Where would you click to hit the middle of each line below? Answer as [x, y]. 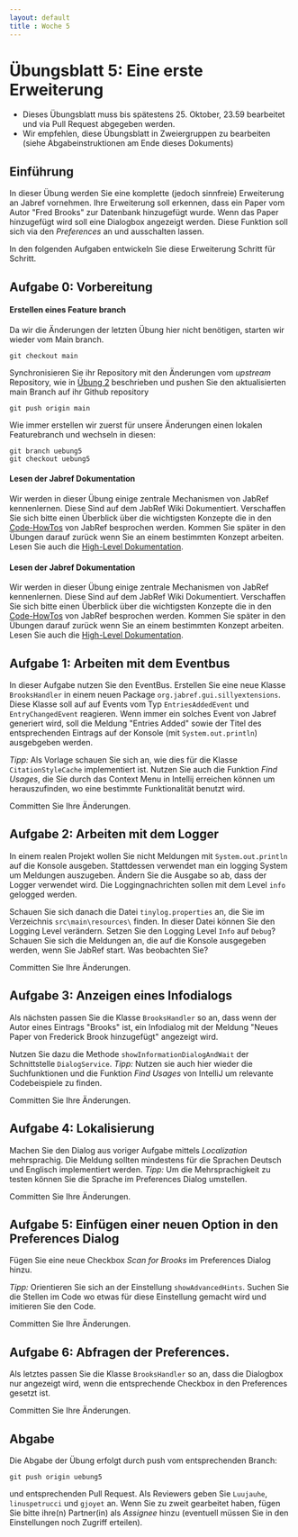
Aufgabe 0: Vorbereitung [81, 287]
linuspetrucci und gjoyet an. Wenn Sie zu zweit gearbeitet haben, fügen [145, 1503]
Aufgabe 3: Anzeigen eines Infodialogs [121, 996]
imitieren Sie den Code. [53, 1306]
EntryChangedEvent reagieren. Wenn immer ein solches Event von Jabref [143, 714]
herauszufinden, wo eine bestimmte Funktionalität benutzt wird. [127, 789]
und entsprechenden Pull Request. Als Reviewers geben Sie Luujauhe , [139, 1493]
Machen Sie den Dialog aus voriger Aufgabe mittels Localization [128, 1150]
